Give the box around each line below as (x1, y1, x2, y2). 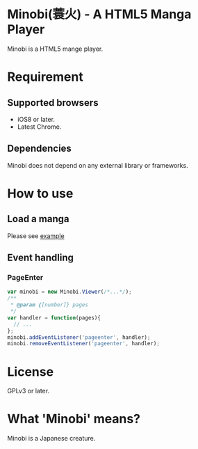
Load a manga (7, 213, 69, 225)
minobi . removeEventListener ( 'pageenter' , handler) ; (7, 340, 160, 347)
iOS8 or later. (17, 115, 56, 123)
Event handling (7, 252, 74, 264)
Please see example (7, 231, 65, 240)
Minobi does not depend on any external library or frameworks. (7, 161, 189, 169)
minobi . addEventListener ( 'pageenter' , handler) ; (7, 333, 151, 341)
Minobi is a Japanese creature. (7, 434, 96, 443)
